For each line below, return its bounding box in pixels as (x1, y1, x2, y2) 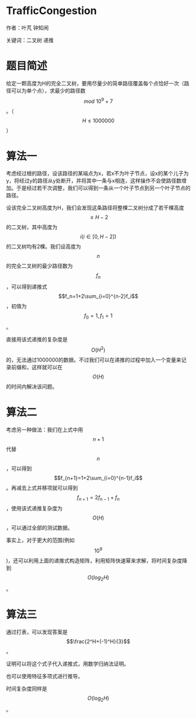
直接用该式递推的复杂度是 (6, 336, 68, 343)
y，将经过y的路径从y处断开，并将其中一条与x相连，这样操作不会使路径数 (6, 177, 182, 184)
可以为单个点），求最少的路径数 (11, 87, 86, 94)
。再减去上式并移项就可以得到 (6, 484, 78, 491)
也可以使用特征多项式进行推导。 (6, 672, 83, 679)
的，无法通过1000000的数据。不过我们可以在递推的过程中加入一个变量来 (6, 356, 181, 363)
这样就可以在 (31, 363, 63, 370)
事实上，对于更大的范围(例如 (6, 537, 75, 544)
